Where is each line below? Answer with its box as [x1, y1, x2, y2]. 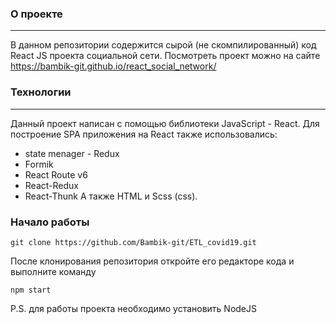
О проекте [10, 7, 63, 21]
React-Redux [24, 179, 79, 191]
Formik [24, 158, 54, 170]
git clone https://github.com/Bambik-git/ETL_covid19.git [10, 237, 257, 247]
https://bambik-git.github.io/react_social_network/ [10, 60, 217, 72]
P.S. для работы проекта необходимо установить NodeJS [10, 302, 257, 314]
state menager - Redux [24, 147, 120, 159]
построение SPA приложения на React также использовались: [10, 128, 278, 140]
